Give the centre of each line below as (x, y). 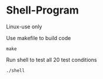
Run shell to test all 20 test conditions (51, 60)
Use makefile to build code (39, 38)
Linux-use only (24, 27)
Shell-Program (43, 10)
